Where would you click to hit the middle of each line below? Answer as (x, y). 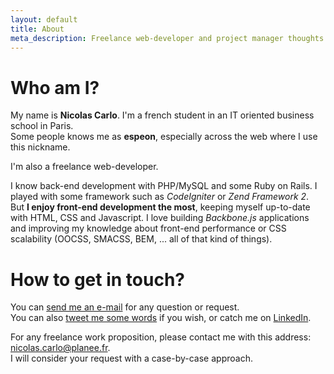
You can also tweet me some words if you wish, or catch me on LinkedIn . (161, 318)
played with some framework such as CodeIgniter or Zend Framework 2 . (160, 197)
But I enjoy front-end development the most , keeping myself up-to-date (160, 207)
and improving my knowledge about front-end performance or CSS (148, 228)
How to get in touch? (97, 279)
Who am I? (55, 87)
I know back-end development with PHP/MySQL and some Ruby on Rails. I (164, 186)
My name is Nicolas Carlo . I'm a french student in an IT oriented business (162, 115)
